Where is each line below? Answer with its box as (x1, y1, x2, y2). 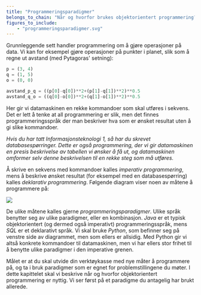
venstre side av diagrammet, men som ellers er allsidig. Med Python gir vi (6, 233, 187, 240)
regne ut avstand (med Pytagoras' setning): (6, 54, 114, 62)
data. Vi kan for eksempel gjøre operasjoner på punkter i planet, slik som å (6, 48, 190, 56)
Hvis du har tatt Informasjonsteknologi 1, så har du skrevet (6, 135, 151, 142)
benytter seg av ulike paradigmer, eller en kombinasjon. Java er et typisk (6, 214, 185, 221)
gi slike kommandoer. (6, 123, 59, 130)
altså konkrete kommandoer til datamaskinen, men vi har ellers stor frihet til (6, 239, 192, 247)
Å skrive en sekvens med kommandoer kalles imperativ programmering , (6, 166, 184, 173)
